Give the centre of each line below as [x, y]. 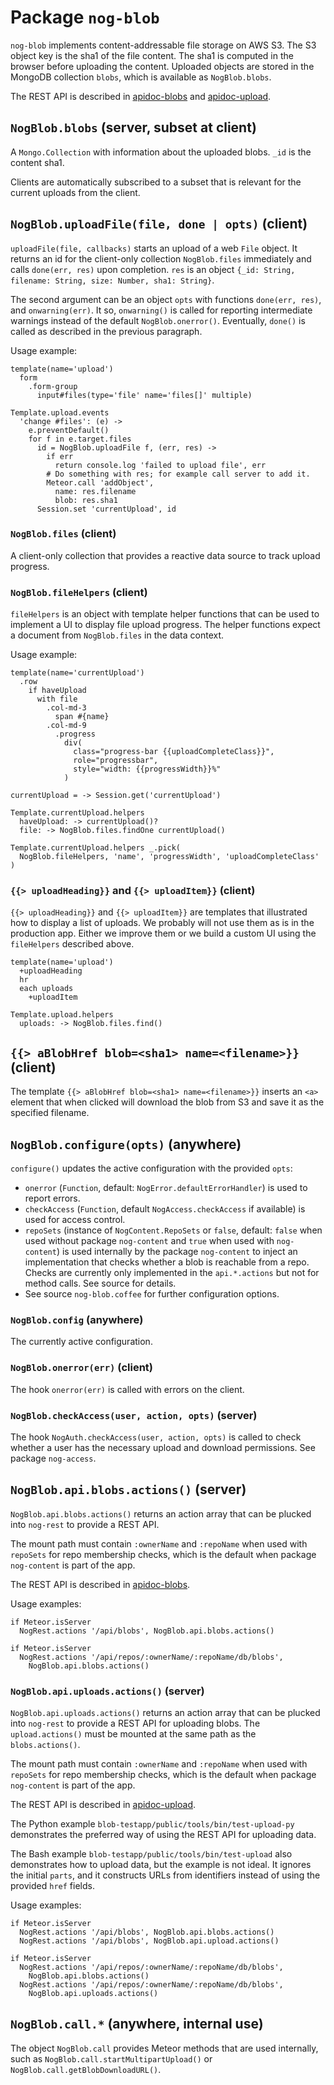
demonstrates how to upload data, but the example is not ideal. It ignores [161, 1865]
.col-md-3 [66, 708]
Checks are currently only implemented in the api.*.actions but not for [172, 1273]
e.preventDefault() [69, 430]
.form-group [53, 386]
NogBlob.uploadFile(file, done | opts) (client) [159, 224]
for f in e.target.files [80, 439]
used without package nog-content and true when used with [149, 1241]
